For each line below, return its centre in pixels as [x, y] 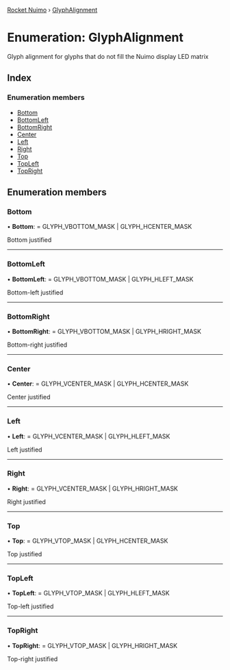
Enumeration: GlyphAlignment [95, 38]
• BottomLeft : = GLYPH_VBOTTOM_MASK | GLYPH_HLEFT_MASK [100, 279]
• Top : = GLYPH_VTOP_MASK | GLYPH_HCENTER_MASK [88, 541]
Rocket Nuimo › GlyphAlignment [52, 10]
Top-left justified [30, 606]
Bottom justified [29, 240]
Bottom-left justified [35, 292]
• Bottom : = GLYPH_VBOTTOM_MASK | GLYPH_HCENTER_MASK [100, 227]
